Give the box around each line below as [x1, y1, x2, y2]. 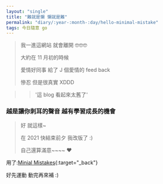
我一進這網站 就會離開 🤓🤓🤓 [20, 41, 87, 48]
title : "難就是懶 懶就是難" [6, 14, 67, 20]
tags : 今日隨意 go [6, 25, 48, 31]
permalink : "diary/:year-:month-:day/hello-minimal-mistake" [6, 19, 159, 25]
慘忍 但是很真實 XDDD [20, 79, 74, 86]
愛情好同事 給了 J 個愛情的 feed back [20, 67, 110, 74]
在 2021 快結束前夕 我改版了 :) [20, 134, 93, 141]
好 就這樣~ [20, 121, 46, 129]
